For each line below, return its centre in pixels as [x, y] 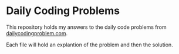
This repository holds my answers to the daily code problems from [86, 27]
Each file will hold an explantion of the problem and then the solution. [89, 45]
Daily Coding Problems [63, 11]
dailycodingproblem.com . [37, 33]
